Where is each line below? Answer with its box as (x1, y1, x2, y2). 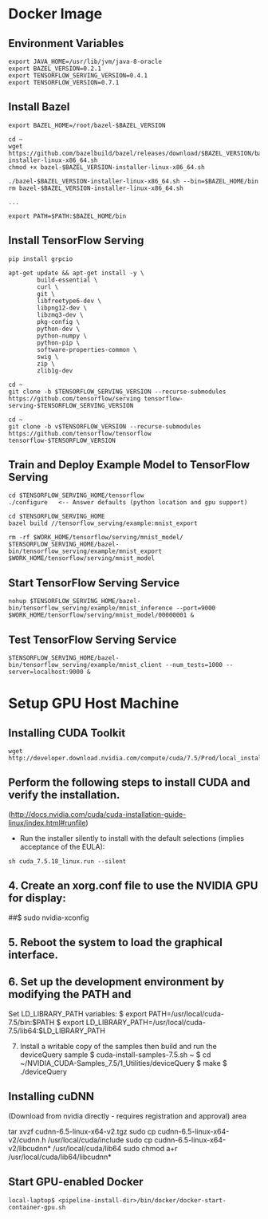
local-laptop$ (8, 1196, 56, 1205)
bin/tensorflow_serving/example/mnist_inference (8, 604, 173, 613)
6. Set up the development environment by (8, 975, 225, 989)
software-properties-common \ (37, 345, 137, 353)
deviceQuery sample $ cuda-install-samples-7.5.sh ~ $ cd (19, 1050, 211, 1059)
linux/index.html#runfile (8, 818, 86, 827)
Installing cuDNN (8, 1090, 94, 1103)
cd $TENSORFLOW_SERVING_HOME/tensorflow (8, 491, 145, 499)
